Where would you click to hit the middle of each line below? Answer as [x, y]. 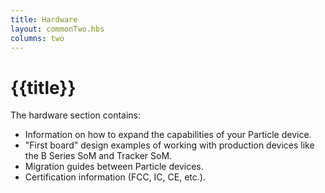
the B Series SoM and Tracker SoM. [98, 156]
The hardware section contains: [76, 115]
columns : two [37, 38]
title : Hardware [44, 19]
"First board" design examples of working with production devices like [169, 145]
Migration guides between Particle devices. [114, 167]
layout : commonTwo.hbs [57, 29]
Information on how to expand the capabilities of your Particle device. [168, 135]
